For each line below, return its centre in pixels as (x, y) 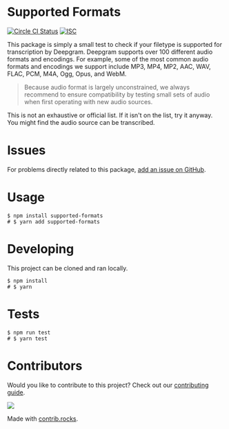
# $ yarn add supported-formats (53, 221)
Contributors (45, 366)
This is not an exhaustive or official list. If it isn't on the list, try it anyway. (110, 115)
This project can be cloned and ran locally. (68, 268)
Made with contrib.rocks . (43, 419)
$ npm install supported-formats (55, 216)
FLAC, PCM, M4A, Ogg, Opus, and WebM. (67, 74)
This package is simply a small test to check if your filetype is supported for (115, 44)
